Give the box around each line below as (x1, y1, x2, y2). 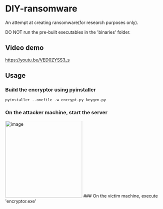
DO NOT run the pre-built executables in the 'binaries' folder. (5, 29, 131, 35)
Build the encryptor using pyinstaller (5, 86, 96, 93)
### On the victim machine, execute (83, 193, 158, 199)
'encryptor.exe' (5, 198, 36, 204)
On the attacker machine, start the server (5, 109, 108, 116)
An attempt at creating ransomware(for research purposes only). (5, 19, 138, 25)
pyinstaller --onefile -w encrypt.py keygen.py (5, 98, 106, 103)
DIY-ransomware (5, 3, 77, 14)
